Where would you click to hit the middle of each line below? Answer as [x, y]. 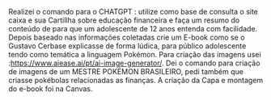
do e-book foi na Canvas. [51, 89]
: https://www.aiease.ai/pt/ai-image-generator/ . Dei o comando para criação [134, 63]
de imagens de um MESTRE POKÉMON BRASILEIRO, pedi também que [126, 71]
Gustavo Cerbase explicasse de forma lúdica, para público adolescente [127, 46]
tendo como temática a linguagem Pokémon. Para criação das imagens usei [135, 54]
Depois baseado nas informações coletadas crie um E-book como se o [127, 37]
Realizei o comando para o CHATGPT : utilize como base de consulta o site [133, 12]
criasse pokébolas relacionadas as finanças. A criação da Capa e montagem [136, 80]
